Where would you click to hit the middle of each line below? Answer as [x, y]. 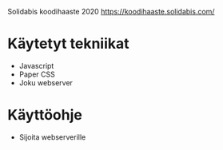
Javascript [36, 65]
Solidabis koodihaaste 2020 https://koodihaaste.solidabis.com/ [111, 12]
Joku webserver [46, 82]
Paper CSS [37, 74]
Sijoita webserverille [52, 137]
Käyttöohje [45, 115]
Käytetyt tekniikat [68, 44]
